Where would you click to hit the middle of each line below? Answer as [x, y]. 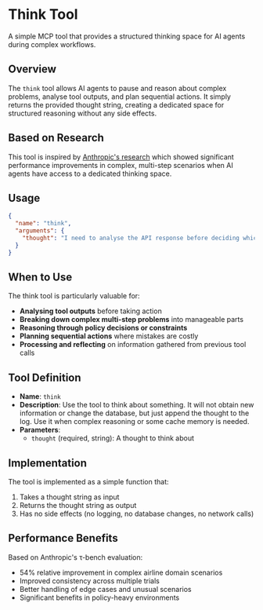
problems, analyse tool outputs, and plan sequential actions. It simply [119, 97]
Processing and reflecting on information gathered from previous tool [133, 345]
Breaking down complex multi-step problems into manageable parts [131, 320]
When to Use [40, 278]
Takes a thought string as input [69, 497]
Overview [32, 69]
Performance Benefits [63, 538]
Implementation [48, 463]
